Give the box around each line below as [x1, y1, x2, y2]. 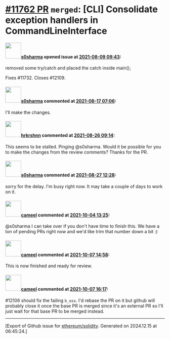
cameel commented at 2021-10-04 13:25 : [21, 212, 110, 218]
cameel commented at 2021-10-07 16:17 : [21, 286, 109, 292]
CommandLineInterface [5, 25, 107, 37]
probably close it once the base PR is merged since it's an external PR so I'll [5, 302, 163, 309]
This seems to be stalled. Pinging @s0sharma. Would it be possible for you [5, 143, 161, 149]
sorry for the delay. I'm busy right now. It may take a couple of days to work [5, 183, 163, 189]
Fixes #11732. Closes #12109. [5, 75, 66, 81]
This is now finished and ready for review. [5, 263, 93, 269]
